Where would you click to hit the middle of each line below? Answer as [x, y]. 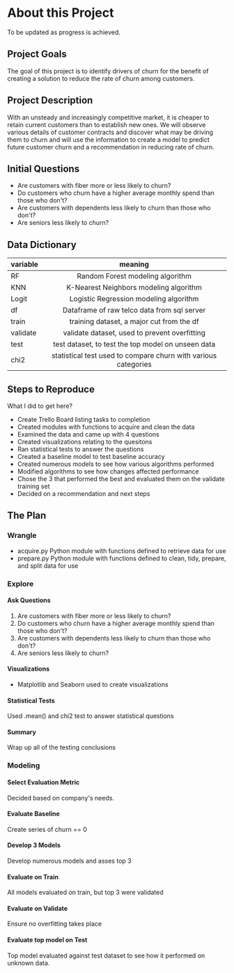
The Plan [27, 516]
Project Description [50, 100]
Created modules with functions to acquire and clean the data [106, 427]
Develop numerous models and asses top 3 [69, 861]
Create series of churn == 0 [47, 829]
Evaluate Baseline [34, 814]
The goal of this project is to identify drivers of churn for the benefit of [108, 71]
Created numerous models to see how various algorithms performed [116, 464]
